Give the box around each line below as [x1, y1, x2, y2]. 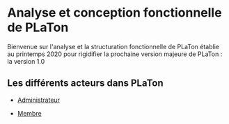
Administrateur [17, 96, 61, 104]
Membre [17, 109, 42, 117]
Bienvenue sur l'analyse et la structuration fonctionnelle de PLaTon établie [7, 42, 219, 51]
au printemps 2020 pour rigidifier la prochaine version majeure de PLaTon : [7, 50, 223, 58]
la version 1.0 [7, 57, 45, 65]
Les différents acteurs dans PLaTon [7, 78, 164, 89]
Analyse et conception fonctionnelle [7, 5, 222, 21]
